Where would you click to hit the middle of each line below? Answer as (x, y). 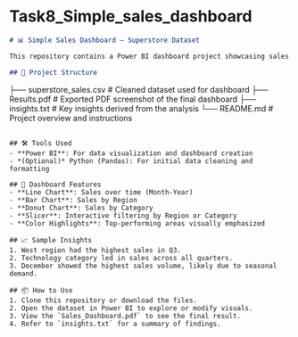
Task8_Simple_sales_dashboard (131, 16)
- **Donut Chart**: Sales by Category (81, 208)
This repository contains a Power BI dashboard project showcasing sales (149, 56)
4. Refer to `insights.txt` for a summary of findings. (115, 324)
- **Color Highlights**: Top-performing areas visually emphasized (137, 223)
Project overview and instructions (71, 118)
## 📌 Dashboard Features (55, 185)
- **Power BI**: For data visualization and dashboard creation (131, 153)
